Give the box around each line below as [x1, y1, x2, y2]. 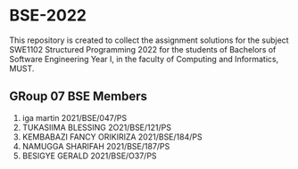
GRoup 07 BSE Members [9, 89, 148, 104]
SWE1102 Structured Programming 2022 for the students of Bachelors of [9, 44, 277, 54]
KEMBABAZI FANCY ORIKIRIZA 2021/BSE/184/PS [21, 131, 203, 142]
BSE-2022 [9, 5, 87, 26]
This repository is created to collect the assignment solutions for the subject [9, 35, 289, 45]
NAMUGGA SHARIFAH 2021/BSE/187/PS [21, 141, 170, 151]
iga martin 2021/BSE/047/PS [21, 112, 128, 123]
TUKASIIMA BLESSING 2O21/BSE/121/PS [21, 122, 172, 133]
